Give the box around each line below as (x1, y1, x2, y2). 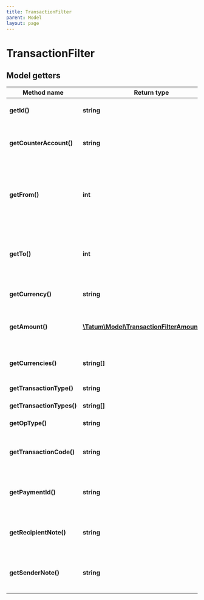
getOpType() (9, 419, 47, 428)
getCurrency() (9, 290, 52, 298)
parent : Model (6, 15, 42, 21)
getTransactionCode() (9, 448, 75, 456)
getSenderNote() (9, 568, 59, 577)
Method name (22, 89, 64, 97)
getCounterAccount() (9, 139, 73, 148)
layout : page (6, 20, 39, 26)
